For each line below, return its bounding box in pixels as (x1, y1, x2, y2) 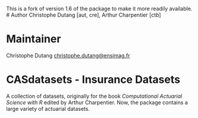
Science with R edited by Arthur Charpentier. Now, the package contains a (6, 98, 188, 106)
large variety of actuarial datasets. (6, 105, 90, 112)
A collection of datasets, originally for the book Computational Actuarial (6, 92, 183, 100)
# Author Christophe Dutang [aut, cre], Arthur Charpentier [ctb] (6, 11, 162, 18)
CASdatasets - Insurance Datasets (6, 73, 180, 86)
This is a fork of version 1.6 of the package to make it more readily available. (6, 5, 193, 12)
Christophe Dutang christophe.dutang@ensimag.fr (6, 52, 130, 59)
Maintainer (6, 32, 61, 46)
